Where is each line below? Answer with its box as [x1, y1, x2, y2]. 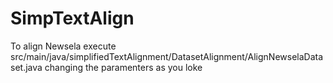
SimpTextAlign [10, 7, 135, 30]
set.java [10, 61, 43, 73]
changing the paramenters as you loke [44, 61, 203, 73]
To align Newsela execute [10, 40, 117, 52]
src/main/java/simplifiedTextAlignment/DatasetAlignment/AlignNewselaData [10, 50, 324, 62]
